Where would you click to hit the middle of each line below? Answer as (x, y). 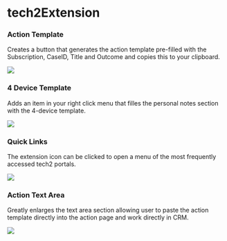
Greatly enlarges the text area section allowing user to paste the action (108, 210)
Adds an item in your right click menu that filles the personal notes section (113, 103)
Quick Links (27, 142)
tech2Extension (54, 13)
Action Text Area (36, 195)
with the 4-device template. (47, 110)
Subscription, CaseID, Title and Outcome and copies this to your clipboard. (113, 57)
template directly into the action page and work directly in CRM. (98, 217)
